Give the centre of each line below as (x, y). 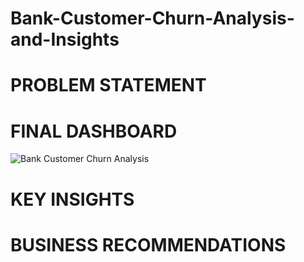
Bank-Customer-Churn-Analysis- (152, 18)
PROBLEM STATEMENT (108, 85)
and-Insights (65, 39)
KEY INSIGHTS (72, 199)
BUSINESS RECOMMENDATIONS (148, 244)
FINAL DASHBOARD (94, 131)
